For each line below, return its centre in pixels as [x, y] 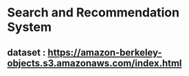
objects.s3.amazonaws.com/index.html [94, 63]
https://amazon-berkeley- [105, 52]
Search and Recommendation [93, 13]
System [30, 27]
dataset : [26, 52]
